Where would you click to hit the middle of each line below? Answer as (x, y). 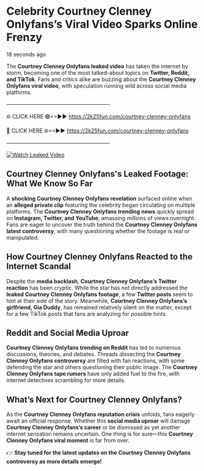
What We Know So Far (49, 184)
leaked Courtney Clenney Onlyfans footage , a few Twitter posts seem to (100, 294)
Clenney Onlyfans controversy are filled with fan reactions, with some (96, 361)
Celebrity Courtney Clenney (79, 11)
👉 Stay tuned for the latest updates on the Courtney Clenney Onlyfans (99, 453)
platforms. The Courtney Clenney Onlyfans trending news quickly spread (100, 211)
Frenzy (24, 37)
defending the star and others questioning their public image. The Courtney (102, 367)
